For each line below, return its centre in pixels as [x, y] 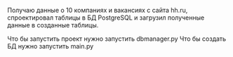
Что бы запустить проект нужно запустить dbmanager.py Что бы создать [117, 39]
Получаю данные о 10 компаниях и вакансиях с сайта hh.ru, [98, 10]
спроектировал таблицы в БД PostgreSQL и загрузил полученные [106, 18]
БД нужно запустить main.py [51, 46]
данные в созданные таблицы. [53, 25]
